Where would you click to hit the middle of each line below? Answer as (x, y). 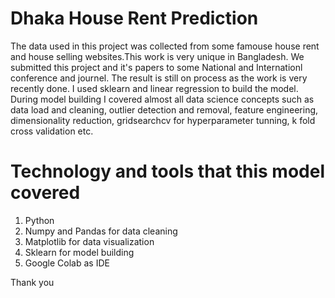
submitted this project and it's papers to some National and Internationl (156, 67)
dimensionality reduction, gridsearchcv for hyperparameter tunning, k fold (163, 120)
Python (39, 220)
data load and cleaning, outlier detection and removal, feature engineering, (164, 109)
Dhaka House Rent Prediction (134, 18)
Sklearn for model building (79, 252)
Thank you (32, 282)
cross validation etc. (52, 131)
